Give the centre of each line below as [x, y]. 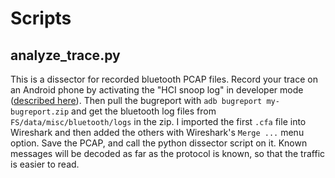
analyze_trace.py [65, 55]
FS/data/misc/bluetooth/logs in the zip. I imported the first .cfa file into [158, 121]
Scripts [41, 18]
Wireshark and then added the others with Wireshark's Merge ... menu [157, 132]
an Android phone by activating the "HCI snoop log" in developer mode [157, 90]
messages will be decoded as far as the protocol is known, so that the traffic [168, 153]
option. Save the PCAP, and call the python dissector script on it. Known [159, 143]
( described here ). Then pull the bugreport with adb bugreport [136, 100]
